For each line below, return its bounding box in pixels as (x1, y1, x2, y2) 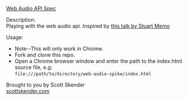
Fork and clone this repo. (14, 51, 75, 58)
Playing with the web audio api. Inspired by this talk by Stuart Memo (6, 23, 170, 29)
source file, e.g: (14, 64, 53, 71)
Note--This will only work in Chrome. (14, 45, 104, 52)
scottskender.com (6, 88, 50, 94)
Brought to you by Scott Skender (6, 81, 85, 88)
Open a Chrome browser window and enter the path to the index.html (14, 58, 182, 64)
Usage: (6, 34, 23, 40)
